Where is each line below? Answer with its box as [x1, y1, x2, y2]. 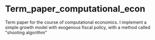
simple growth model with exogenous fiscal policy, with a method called [5, 24, 151, 30]
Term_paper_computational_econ [5, 3, 146, 14]
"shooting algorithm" [5, 29, 48, 35]
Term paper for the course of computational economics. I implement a [5, 19, 147, 25]
